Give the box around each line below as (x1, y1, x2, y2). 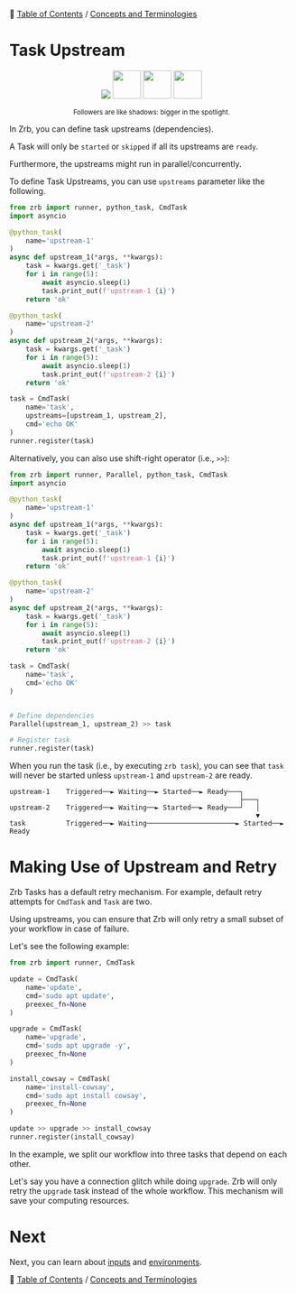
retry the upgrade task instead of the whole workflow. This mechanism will (9, 1185, 284, 1196)
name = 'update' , (25, 983, 83, 992)
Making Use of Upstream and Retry (9, 857, 278, 877)
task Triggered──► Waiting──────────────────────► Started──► (9, 819, 284, 828)
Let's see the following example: (9, 941, 130, 952)
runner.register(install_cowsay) (9, 1132, 135, 1141)
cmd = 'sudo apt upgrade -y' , (25, 1041, 131, 1050)
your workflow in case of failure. (9, 923, 130, 934)
